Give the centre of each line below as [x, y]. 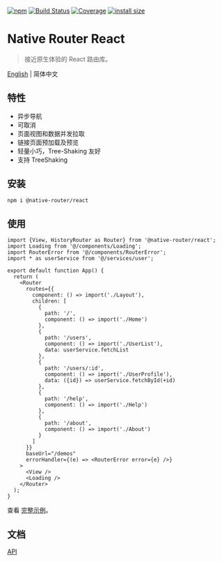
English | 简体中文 [33, 74]
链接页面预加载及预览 [48, 142]
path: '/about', [68, 423]
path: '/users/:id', [74, 369]
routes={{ [40, 289]
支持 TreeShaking [42, 160]
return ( [26, 277]
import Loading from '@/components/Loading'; [74, 246]
